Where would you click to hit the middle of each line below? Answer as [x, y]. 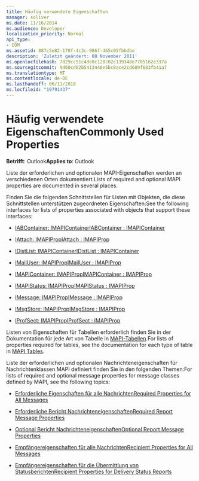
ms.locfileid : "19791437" [38, 90]
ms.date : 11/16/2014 [32, 23]
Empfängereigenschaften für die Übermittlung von [77, 465]
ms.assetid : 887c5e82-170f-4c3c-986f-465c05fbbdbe [71, 51]
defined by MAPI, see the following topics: [58, 382]
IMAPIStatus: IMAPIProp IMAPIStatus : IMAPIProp [75, 285]
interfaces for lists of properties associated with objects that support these [98, 209]
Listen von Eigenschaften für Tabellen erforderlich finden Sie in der [89, 332]
